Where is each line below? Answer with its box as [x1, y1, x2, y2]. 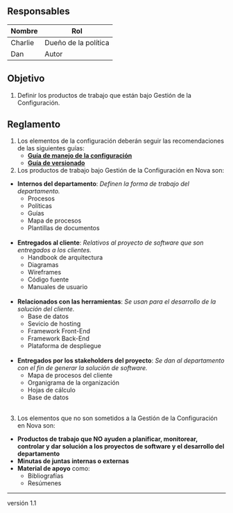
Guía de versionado [27, 159, 85, 167]
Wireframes [27, 268, 62, 277]
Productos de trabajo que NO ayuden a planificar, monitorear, [17, 435, 198, 443]
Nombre [10, 26, 38, 35]
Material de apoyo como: [17, 464, 90, 473]
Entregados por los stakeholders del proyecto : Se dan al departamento [17, 356, 225, 365]
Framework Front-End [27, 327, 91, 336]
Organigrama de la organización [27, 379, 120, 387]
